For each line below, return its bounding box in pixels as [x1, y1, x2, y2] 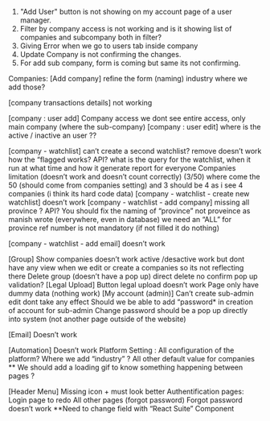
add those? [8, 82, 46, 92]
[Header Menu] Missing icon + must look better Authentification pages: [8, 386, 244, 396]
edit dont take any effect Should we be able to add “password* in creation [8, 297, 253, 307]
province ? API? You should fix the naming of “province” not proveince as [8, 206, 251, 216]
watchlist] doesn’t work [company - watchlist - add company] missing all [8, 197, 250, 207]
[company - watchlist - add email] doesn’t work [8, 239, 166, 248]
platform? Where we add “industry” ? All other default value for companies [8, 354, 256, 363]
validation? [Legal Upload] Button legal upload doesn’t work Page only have [8, 280, 260, 289]
